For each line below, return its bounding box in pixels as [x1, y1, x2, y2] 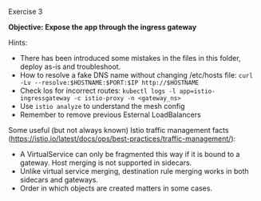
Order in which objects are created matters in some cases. [19, 183, 213, 193]
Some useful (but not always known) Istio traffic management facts [8, 126, 229, 135]
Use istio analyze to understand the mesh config [19, 102, 185, 111]
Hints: [8, 38, 28, 47]
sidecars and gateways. [19, 175, 98, 184]
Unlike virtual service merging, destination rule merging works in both [19, 167, 249, 175]
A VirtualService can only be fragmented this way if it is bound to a [19, 150, 240, 159]
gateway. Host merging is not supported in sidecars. [19, 158, 192, 167]
